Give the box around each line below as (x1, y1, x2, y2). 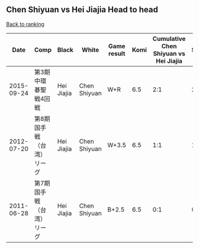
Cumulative (152, 34, 186, 43)
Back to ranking (6, 20, 44, 27)
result (108, 49, 126, 58)
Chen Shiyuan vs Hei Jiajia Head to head (6, 5, 158, 15)
